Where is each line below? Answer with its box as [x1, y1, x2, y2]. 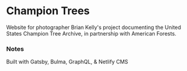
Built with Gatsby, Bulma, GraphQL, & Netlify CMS [6, 58, 128, 66]
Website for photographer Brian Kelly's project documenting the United [6, 24, 181, 31]
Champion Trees [6, 4, 90, 18]
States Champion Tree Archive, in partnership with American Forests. [6, 30, 177, 37]
